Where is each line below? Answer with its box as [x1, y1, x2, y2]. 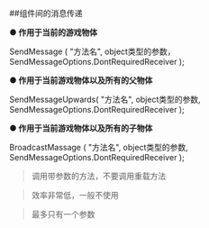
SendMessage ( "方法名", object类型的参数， [9, 46, 176, 57]
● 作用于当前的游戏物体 [9, 27, 98, 38]
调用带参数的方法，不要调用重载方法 [31, 170, 167, 181]
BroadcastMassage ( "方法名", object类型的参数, [9, 142, 189, 152]
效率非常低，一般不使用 [31, 190, 119, 200]
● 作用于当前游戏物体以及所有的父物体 [9, 75, 153, 86]
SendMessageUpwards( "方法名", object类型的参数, [9, 94, 201, 105]
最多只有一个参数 [31, 209, 95, 219]
